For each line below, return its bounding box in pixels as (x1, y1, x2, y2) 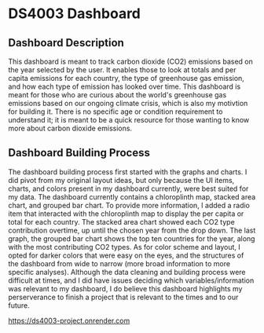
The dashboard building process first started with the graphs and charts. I (8, 166, 247, 177)
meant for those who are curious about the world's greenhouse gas (8, 90, 227, 99)
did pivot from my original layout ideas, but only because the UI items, (8, 175, 235, 185)
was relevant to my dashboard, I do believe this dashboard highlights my (8, 284, 243, 293)
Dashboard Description (8, 36, 124, 49)
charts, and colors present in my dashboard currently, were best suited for (8, 184, 249, 193)
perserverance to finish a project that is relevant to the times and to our (8, 292, 239, 302)
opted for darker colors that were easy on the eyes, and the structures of (8, 251, 244, 260)
